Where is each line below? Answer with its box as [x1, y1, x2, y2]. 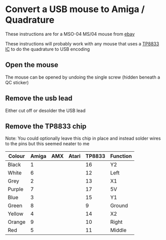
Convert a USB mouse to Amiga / [5, 4, 145, 15]
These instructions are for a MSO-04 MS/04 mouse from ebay [5, 31, 135, 37]
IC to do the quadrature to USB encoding [5, 46, 90, 52]
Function [110, 153, 132, 160]
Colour [8, 153, 25, 160]
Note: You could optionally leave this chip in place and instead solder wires [5, 135, 161, 142]
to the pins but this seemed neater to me [5, 141, 90, 147]
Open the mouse [5, 61, 59, 69]
